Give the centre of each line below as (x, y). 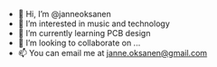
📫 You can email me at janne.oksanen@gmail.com (113, 53)
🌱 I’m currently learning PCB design (84, 33)
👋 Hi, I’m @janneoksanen (64, 14)
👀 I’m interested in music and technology (94, 24)
